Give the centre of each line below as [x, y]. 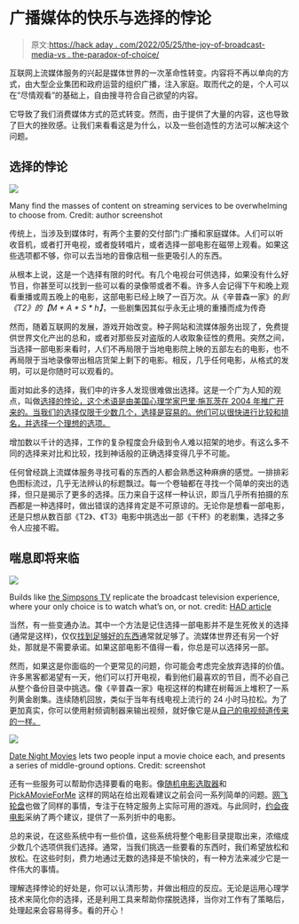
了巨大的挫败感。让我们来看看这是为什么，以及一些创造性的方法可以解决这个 [149, 124]
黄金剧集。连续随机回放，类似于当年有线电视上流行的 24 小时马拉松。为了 [152, 699]
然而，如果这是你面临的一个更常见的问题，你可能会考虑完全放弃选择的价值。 [149, 665]
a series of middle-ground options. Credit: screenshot [107, 765]
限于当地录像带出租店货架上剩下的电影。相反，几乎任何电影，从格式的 [153, 360]
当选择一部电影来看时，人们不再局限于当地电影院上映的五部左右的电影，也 [145, 348]
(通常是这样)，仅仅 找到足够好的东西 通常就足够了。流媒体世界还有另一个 [141, 635]
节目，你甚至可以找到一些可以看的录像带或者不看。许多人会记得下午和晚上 [145, 285]
